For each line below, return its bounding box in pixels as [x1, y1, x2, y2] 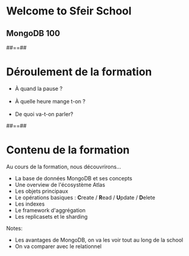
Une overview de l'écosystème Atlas [14, 181, 106, 188]
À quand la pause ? [14, 85, 63, 92]
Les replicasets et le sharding [14, 213, 88, 220]
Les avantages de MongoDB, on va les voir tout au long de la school [14, 236, 184, 243]
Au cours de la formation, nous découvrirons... [6, 163, 121, 170]
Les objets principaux [14, 187, 69, 195]
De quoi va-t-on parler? [14, 110, 74, 118]
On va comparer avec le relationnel [14, 242, 102, 250]
